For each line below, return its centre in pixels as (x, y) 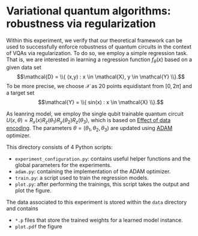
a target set (20, 93)
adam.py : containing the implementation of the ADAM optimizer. (93, 171)
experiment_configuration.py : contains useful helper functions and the (103, 159)
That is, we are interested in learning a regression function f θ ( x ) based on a (99, 60)
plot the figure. (33, 190)
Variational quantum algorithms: (88, 11)
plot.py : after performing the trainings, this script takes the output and (102, 184)
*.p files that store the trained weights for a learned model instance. (99, 220)
